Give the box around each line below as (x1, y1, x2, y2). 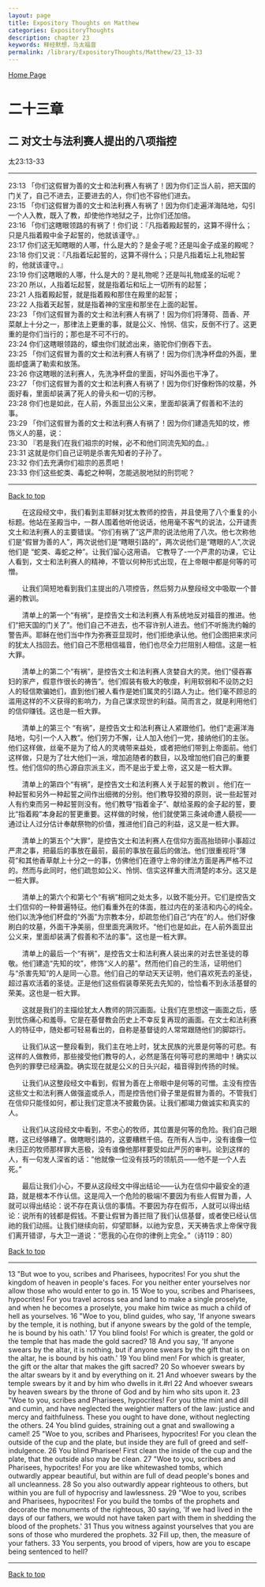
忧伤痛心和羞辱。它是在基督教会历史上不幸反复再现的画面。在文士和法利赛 (14, 1015, 257, 1024)
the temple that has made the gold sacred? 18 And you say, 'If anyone (8, 1337, 234, 1346)
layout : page (8, 11, 51, 20)
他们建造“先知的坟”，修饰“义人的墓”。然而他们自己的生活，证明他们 (21, 959, 242, 968)
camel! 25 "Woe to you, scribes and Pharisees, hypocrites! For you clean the (8, 1429, 257, 1438)
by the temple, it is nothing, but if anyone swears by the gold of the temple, (8, 1319, 252, 1329)
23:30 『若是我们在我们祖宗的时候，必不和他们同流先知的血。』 (8, 439, 213, 447)
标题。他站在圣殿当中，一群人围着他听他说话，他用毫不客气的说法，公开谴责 (8, 518, 257, 526)
